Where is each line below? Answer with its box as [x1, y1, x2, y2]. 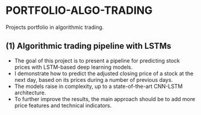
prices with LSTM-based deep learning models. [14, 63, 133, 70]
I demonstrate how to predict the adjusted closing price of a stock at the [14, 70, 194, 77]
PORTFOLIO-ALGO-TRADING [5, 4, 153, 17]
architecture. [14, 89, 46, 96]
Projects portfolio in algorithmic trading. [5, 23, 104, 31]
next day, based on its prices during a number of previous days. [14, 76, 173, 83]
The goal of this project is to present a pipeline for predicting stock [14, 57, 180, 64]
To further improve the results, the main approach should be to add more [14, 95, 196, 102]
